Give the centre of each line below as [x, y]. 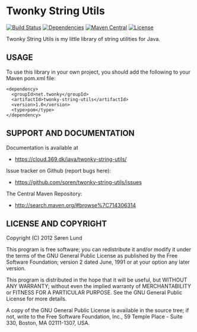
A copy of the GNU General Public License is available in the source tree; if [98, 311]
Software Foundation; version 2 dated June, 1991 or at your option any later [98, 262]
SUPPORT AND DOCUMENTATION [70, 133]
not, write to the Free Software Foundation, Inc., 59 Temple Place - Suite [94, 317]
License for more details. [36, 299]
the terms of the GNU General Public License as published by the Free [92, 256]
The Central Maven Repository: [44, 194]
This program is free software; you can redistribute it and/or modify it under [99, 249]
